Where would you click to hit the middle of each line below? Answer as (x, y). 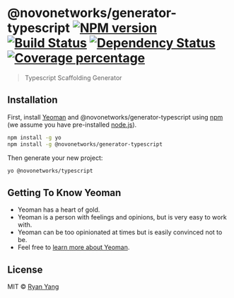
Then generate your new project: (55, 158)
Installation (33, 100)
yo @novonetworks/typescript (50, 171)
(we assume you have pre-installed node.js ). (72, 125)
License (25, 269)
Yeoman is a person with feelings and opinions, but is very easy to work (122, 217)
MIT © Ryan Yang (33, 287)
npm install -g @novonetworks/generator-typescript (85, 144)
